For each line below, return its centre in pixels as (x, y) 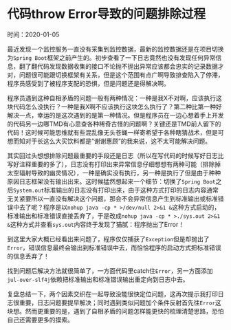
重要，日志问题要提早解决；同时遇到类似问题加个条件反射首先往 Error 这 (120, 302)
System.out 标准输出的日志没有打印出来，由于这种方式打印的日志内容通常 (116, 190)
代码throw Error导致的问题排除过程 (107, 14)
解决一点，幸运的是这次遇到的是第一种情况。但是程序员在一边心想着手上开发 (115, 115)
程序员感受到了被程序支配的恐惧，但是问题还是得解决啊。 (88, 83)
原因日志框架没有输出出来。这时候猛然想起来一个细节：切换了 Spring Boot (111, 181)
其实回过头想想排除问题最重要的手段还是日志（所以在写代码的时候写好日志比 (115, 155)
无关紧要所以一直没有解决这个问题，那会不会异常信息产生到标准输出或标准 (112, 198)
